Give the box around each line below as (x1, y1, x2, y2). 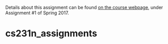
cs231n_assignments (5, 28, 97, 39)
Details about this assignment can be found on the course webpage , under (5, 5, 163, 10)
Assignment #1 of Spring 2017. (5, 10, 69, 16)
